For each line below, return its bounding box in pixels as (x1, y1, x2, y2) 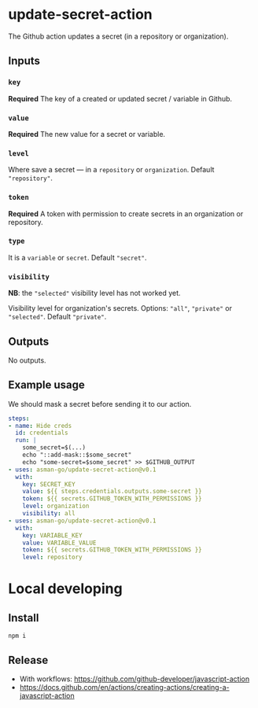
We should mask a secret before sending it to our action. (8, 399, 192, 408)
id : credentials (15, 429, 68, 437)
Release (8, 653, 49, 666)
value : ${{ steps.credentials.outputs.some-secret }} (22, 488, 202, 496)
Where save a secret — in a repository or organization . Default (8, 165, 215, 175)
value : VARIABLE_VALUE (22, 539, 97, 547)
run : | (15, 437, 37, 444)
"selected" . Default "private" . (8, 312, 107, 322)
